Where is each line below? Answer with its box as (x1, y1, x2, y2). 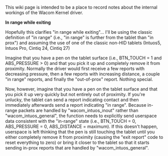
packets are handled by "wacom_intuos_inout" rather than (18, 108, 139, 113)
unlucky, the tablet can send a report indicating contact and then (5, 97, 139, 103)
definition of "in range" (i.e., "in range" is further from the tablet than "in (5, 35, 154, 40)
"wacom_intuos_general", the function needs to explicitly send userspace (5, 113, 157, 119)
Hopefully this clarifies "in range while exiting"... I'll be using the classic (5, 29, 152, 35)
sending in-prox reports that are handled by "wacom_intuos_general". (5, 145, 149, 150)
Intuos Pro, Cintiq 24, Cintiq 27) (5, 45, 70, 51)
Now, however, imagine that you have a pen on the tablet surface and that (5, 86, 158, 92)
